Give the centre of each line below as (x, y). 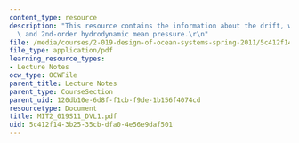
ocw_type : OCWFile (43, 75)
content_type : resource (53, 17)
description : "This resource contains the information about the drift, (147, 26)
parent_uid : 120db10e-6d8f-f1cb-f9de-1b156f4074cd (105, 100)
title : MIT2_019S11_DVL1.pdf (63, 116)
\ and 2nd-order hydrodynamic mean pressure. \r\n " (113, 34)
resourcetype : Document (53, 108)
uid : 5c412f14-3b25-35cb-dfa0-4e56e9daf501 (91, 125)
